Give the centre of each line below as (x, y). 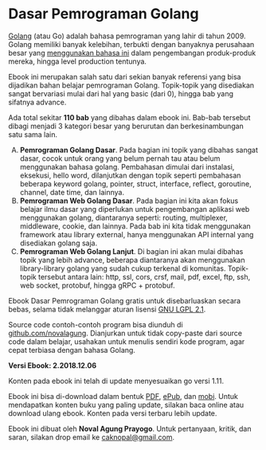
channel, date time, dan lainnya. (72, 192)
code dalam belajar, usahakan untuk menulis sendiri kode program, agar (127, 341)
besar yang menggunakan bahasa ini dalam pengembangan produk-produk (132, 53)
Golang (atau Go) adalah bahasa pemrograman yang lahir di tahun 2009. (127, 36)
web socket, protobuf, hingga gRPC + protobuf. (97, 285)
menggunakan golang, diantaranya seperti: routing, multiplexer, (124, 217)
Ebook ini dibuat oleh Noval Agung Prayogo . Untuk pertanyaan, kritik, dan (130, 428)
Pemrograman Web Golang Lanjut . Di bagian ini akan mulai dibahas (131, 251)
